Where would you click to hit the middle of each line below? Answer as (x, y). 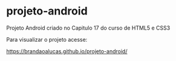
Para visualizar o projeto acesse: (47, 39)
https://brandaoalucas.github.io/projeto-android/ (67, 51)
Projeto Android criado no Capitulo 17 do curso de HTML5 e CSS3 (88, 28)
